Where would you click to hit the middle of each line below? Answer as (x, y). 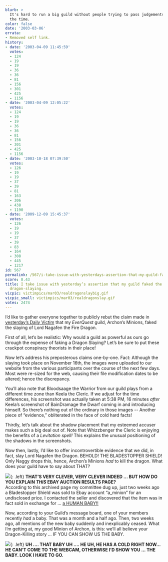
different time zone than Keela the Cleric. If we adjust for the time (72, 393)
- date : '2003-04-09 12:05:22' (38, 103)
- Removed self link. (28, 38)
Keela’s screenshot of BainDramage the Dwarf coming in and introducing (80, 404)
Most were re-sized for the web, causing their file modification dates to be (82, 373)
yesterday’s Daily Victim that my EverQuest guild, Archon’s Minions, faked (81, 322)
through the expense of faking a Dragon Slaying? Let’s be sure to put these (82, 342)
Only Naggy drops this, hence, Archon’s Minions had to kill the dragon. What (84, 461)
